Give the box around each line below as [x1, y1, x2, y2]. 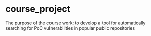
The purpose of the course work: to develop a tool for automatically [5, 20, 146, 26]
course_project [5, 3, 71, 15]
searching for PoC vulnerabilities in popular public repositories [5, 25, 135, 31]
